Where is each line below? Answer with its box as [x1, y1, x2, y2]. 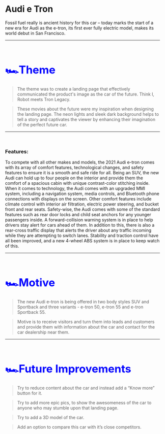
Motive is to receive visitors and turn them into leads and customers [17, 319, 155, 325]
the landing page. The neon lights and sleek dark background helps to [17, 111, 159, 117]
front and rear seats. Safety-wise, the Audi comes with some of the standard [5, 206, 160, 212]
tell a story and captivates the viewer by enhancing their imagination [17, 116, 156, 122]
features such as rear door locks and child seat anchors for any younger [5, 212, 151, 218]
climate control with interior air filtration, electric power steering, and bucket [5, 201, 159, 207]
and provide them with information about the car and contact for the [17, 324, 155, 330]
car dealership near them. [17, 329, 70, 335]
